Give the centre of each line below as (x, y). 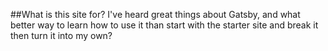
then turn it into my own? (61, 35)
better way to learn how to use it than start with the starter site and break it (164, 25)
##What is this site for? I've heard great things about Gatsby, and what (155, 14)
